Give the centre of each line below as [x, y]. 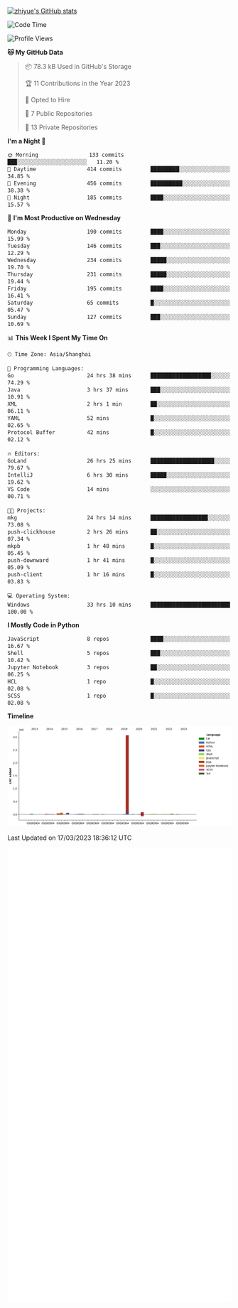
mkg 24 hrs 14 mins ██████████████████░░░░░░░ [119, 518]
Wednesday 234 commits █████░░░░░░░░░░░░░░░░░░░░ [119, 260]
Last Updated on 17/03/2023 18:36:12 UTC [70, 838]
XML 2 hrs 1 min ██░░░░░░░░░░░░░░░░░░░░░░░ [119, 404]
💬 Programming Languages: [45, 369]
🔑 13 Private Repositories [61, 127]
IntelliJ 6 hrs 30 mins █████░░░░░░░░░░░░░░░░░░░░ [119, 475]
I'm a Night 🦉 [27, 141]
